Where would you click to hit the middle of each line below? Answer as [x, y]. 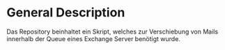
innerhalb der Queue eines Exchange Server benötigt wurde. [93, 38]
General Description [66, 13]
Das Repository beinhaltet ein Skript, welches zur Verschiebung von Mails [113, 32]
